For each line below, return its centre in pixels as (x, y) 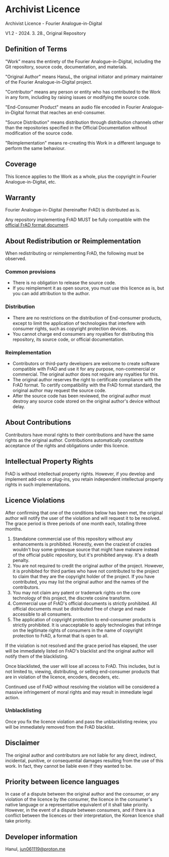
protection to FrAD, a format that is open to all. (61, 635)
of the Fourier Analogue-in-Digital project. (49, 82)
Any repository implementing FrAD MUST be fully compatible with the (77, 220)
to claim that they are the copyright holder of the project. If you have (83, 576)
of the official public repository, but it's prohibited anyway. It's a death (85, 555)
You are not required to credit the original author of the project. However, (88, 565)
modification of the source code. (39, 133)
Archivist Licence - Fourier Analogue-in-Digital (54, 23)
